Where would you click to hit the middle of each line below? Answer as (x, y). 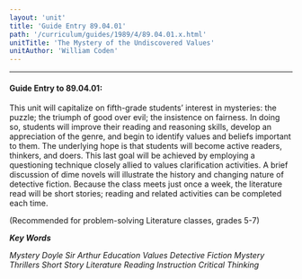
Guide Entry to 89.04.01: (56, 88)
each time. (29, 204)
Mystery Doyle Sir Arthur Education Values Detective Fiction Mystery (137, 256)
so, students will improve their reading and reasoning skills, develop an (141, 127)
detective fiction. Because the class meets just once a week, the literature (146, 184)
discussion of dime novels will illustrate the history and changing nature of (147, 175)
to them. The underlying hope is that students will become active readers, (146, 146)
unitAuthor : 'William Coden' (64, 51)
